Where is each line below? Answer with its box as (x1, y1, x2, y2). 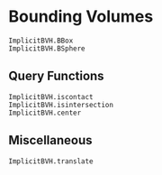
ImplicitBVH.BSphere (8, 43, 86, 53)
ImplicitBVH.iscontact (8, 92, 94, 101)
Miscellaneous (8, 133, 93, 148)
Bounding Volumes (8, 6, 154, 27)
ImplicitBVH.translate (8, 156, 94, 166)
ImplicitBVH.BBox (8, 36, 74, 45)
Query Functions (8, 69, 104, 84)
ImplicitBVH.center (8, 108, 82, 117)
